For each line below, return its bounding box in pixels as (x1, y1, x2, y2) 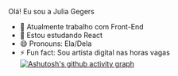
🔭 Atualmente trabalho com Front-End (19, 22, 145, 31)
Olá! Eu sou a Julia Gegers (8, 7, 95, 16)
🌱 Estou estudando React (19, 31, 103, 40)
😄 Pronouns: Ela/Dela (19, 39, 92, 48)
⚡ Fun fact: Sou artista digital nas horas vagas (19, 47, 171, 57)
